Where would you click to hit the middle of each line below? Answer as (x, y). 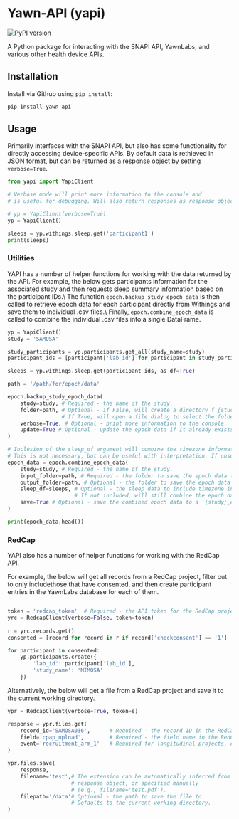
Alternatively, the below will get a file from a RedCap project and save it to (116, 690)
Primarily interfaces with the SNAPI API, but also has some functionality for (117, 146)
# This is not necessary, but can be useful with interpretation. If (113, 456)
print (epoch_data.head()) (46, 522)
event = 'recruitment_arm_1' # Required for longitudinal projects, (124, 744)
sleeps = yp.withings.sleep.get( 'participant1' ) (81, 233)
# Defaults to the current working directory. (141, 803)
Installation (33, 76)
